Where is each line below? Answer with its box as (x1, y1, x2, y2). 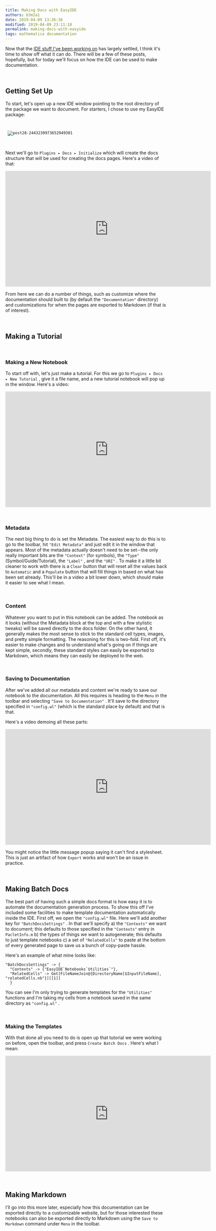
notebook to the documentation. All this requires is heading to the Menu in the (5, 692, 167, 699)
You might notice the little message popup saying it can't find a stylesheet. (5, 849, 163, 855)
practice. (5, 860, 24, 866)
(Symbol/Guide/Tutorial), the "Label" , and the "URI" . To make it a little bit (5, 558, 162, 564)
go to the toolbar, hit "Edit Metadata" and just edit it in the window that (5, 541, 155, 548)
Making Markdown (5, 1190, 67, 1199)
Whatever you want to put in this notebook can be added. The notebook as (5, 614, 164, 620)
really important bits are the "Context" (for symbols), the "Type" (5, 552, 140, 559)
